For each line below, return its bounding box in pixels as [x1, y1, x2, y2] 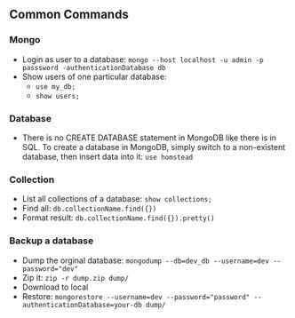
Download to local [21, 282, 89, 292]
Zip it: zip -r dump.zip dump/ [21, 272, 129, 282]
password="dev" [21, 264, 79, 274]
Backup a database [9, 235, 94, 247]
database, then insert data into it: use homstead [21, 151, 194, 162]
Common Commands [9, 7, 129, 22]
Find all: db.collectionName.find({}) [21, 203, 157, 214]
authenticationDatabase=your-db [21, 300, 142, 309]
